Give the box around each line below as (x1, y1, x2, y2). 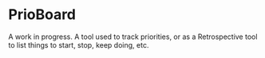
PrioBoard (8, 6, 77, 24)
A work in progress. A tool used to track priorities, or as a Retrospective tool (8, 32, 258, 41)
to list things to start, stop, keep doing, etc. (8, 40, 149, 49)
